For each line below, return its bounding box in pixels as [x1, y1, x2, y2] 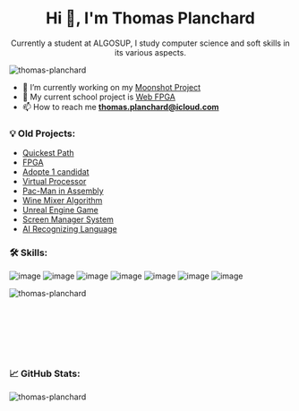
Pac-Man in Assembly [21, 185, 105, 196]
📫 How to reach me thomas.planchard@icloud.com [21, 101, 219, 112]
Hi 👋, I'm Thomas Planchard [46, 8, 255, 29]
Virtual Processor [21, 176, 87, 187]
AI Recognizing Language [21, 224, 118, 235]
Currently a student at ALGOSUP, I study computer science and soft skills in [10, 38, 291, 48]
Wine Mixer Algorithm [21, 195, 103, 206]
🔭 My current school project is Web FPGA [21, 91, 176, 102]
